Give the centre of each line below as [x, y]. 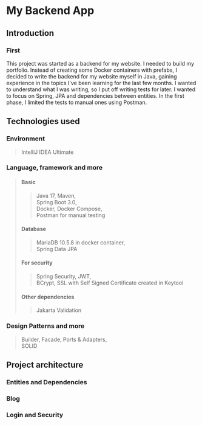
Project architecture [45, 365]
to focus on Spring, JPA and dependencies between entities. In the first [95, 95]
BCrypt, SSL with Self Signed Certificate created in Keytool [110, 283]
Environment [26, 139]
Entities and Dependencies [47, 382]
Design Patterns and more [45, 326]
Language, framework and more [55, 168]
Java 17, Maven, [56, 196]
